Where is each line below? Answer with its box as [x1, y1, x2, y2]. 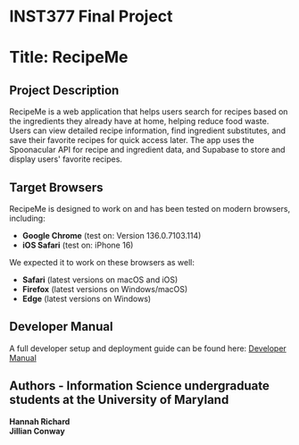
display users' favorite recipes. [9, 154, 123, 164]
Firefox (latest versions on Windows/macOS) [21, 284, 188, 294]
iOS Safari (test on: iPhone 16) [21, 239, 134, 250]
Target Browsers [9, 180, 104, 195]
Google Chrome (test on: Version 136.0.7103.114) [21, 231, 202, 240]
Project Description [9, 82, 120, 97]
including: [9, 213, 46, 223]
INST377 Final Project [9, 6, 173, 27]
